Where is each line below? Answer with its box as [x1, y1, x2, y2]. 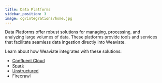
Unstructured [12, 68, 39, 74]
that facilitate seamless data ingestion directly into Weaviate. [5, 39, 126, 45]
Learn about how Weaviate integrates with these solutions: [5, 48, 122, 54]
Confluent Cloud [12, 58, 45, 64]
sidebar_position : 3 [5, 12, 47, 16]
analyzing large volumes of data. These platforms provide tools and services [5, 34, 158, 40]
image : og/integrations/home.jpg [5, 16, 73, 21]
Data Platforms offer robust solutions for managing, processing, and [5, 29, 141, 35]
